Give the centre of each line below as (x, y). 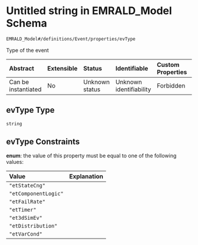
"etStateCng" (27, 186)
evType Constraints (43, 142)
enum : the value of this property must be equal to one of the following (91, 156)
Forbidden (171, 85)
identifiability (133, 89)
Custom (168, 65)
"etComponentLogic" (36, 194)
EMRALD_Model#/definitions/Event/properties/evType (71, 39)
